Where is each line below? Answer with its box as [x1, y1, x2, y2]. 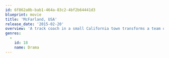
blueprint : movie [5, 12, 42, 17]
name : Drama [14, 45, 39, 50]
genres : [5, 31, 22, 36]
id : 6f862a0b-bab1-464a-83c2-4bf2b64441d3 [5, 7, 96, 13]
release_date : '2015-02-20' [5, 21, 64, 27]
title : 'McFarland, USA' [5, 17, 57, 22]
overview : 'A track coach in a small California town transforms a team [5, 26, 161, 31]
